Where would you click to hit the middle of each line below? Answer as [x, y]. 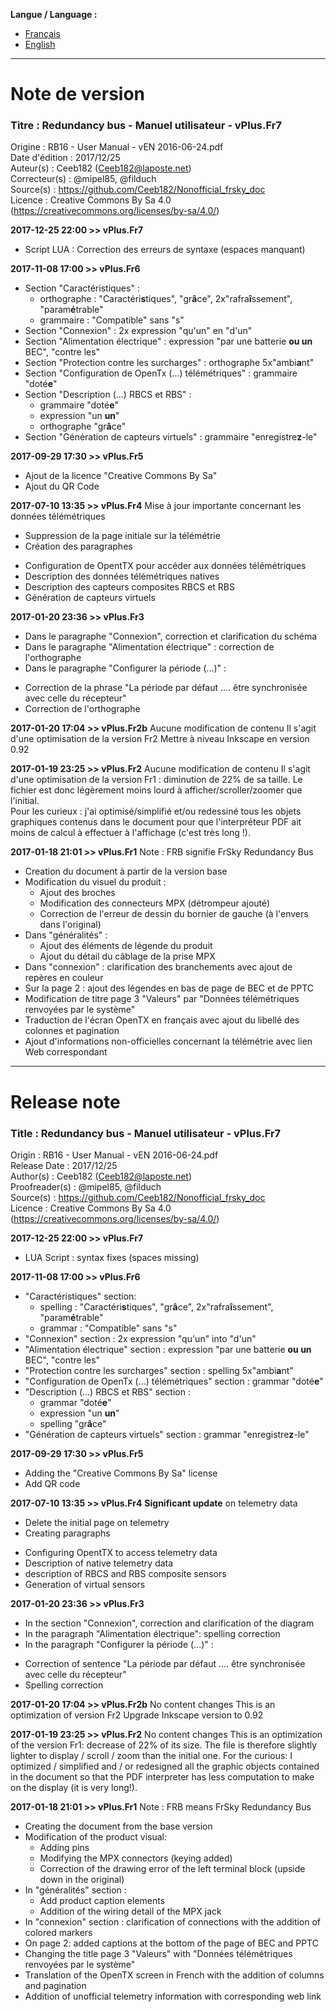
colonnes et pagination [72, 1031]
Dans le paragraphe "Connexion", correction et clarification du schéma [171, 636]
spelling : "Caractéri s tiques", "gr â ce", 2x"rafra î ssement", [156, 1306]
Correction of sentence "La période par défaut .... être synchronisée [165, 1663]
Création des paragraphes [78, 546]
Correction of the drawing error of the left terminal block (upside [172, 1868]
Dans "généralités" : [66, 935]
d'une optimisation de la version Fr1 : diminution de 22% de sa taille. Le [156, 780]
